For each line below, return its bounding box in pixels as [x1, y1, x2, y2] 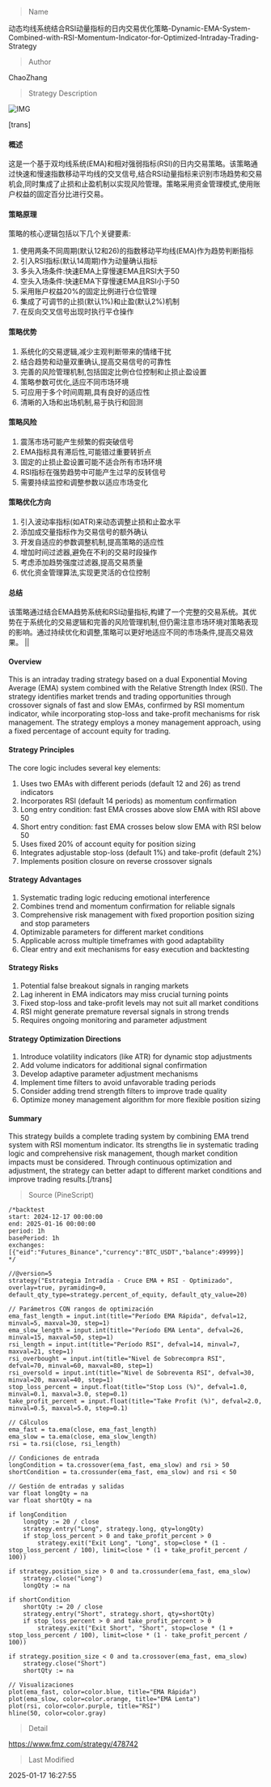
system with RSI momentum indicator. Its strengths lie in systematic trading [8, 1140, 259, 1150]
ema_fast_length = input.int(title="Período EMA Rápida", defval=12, [8, 1312, 248, 1320]
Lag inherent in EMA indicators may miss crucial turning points [19, 990, 229, 999]
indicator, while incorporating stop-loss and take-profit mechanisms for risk [8, 709, 260, 719]
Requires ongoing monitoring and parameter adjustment [19, 1015, 208, 1025]
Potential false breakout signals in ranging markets [19, 981, 189, 991]
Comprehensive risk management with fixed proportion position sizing [19, 909, 255, 919]
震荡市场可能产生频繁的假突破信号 [19, 437, 134, 447]
